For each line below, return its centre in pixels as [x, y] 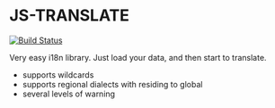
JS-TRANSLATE [70, 16]
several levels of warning [68, 94]
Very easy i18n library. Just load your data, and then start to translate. [138, 57]
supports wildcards [58, 75]
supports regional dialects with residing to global [112, 84]
